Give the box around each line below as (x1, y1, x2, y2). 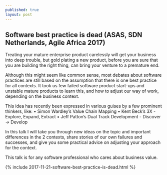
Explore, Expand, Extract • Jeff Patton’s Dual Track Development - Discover (5, 114, 161, 120)
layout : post (5, 12, 32, 17)
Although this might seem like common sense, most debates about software (5, 72, 162, 78)
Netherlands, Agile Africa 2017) (5, 38, 105, 47)
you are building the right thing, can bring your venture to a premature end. (5, 62, 160, 68)
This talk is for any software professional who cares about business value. (5, 154, 158, 160)
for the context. (5, 145, 37, 151)
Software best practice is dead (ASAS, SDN (5, 31, 142, 39)
